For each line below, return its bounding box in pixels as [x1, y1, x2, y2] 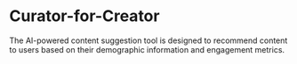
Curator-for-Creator [9, 6, 160, 26]
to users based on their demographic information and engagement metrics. [9, 44, 285, 54]
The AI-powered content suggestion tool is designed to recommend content [9, 35, 288, 46]
